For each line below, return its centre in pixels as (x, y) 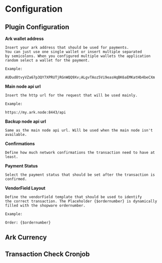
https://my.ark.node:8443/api (36, 113)
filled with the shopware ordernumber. (45, 206)
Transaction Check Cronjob (47, 254)
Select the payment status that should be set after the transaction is (80, 175)
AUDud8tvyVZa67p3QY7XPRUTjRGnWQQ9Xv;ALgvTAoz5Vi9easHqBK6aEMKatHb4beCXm (80, 77)
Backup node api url (25, 121)
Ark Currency (26, 237)
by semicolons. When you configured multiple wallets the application (78, 56)
